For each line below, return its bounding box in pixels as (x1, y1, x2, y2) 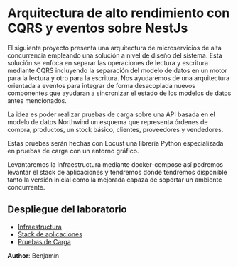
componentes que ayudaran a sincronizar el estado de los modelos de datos (7, 89, 232, 97)
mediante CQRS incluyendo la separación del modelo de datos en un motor (7, 66, 227, 75)
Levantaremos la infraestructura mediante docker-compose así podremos (7, 160, 224, 168)
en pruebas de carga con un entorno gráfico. (7, 146, 139, 155)
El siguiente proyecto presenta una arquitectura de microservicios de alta (7, 43, 222, 52)
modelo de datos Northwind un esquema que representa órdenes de (7, 117, 208, 126)
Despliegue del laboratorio (7, 204, 127, 216)
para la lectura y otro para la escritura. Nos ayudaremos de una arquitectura (7, 73, 230, 82)
